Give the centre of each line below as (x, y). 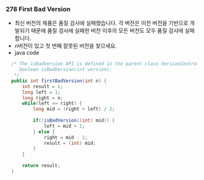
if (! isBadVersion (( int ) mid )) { (74, 120)
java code (27, 53)
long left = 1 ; (41, 92)
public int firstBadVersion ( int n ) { (59, 81)
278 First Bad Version (38, 9)
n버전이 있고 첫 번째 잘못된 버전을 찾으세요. (65, 46)
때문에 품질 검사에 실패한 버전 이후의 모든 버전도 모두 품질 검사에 (107, 31)
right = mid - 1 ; (66, 137)
